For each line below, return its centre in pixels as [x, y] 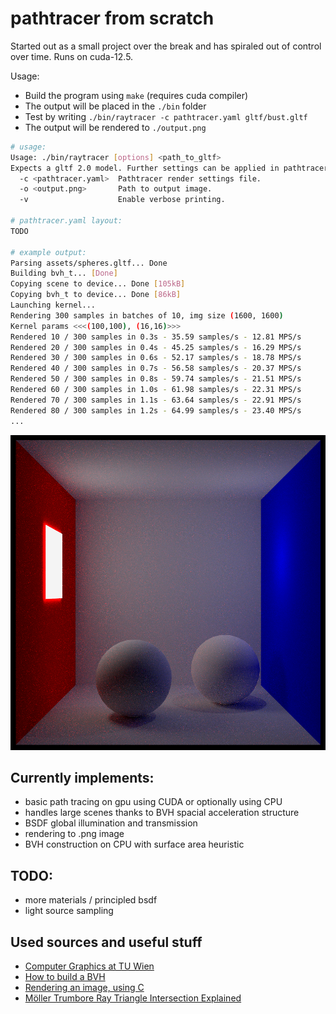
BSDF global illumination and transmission [111, 823]
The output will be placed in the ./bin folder [115, 106]
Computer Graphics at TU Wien [89, 966]
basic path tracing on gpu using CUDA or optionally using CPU [153, 802]
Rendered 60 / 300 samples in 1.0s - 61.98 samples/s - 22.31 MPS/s [156, 390]
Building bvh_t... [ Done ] [64, 273]
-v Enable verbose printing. [122, 200]
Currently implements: [82, 777]
